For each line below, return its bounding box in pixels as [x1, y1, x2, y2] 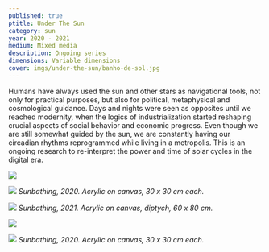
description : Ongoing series [8, 49, 106, 57]
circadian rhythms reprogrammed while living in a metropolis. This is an [8, 138, 246, 147]
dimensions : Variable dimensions [8, 57, 121, 65]
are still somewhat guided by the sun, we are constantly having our [8, 129, 231, 138]
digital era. [8, 155, 44, 164]
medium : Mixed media [8, 42, 78, 50]
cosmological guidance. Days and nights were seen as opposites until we [8, 103, 251, 113]
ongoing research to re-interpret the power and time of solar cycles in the [8, 146, 253, 155]
